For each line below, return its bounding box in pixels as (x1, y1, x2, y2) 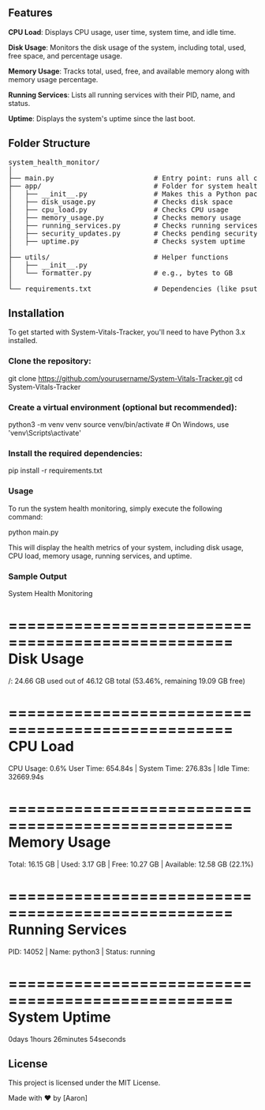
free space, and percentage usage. (8, 51, 122, 60)
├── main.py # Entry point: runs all (8, 173, 250, 183)
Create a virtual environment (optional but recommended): (8, 402, 237, 413)
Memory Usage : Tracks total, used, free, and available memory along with (8, 66, 250, 76)
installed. (8, 336, 38, 345)
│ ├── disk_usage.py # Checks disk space (8, 197, 233, 206)
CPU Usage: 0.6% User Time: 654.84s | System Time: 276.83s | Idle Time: (8, 763, 250, 773)
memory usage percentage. (8, 74, 99, 84)
